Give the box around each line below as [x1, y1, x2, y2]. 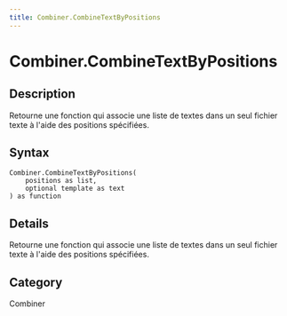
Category [9, 274, 63, 289]
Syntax [9, 146, 50, 161]
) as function [9, 192, 62, 201]
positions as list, [25, 177, 98, 186]
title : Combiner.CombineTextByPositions [9, 12, 162, 22]
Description [9, 86, 76, 102]
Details [9, 216, 49, 231]
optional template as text [25, 184, 125, 194]
